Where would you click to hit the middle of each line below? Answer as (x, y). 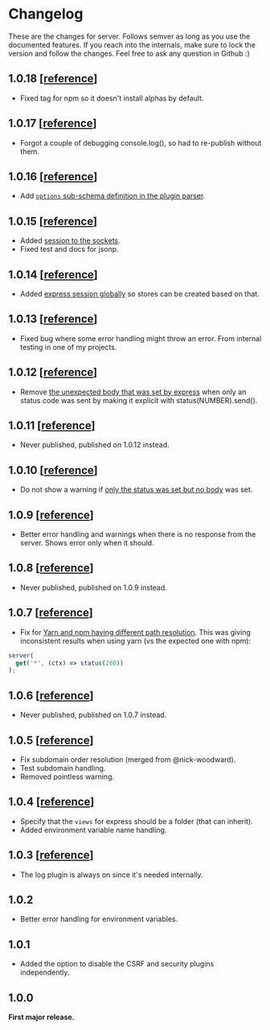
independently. (45, 972)
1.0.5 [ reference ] (51, 740)
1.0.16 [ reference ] (53, 177)
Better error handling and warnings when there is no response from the (138, 534)
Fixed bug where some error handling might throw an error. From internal (141, 338)
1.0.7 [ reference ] (51, 613)
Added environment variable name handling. (93, 830)
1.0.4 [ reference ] (51, 802)
